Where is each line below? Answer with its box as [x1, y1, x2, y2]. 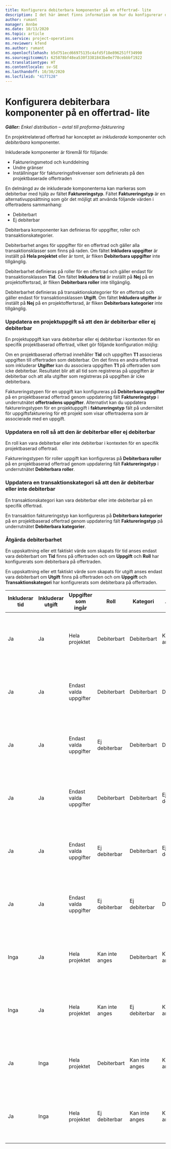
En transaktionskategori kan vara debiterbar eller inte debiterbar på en [5, 497, 153, 503]
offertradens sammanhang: [5, 201, 63, 208]
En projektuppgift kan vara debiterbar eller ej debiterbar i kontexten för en [5, 336, 160, 343]
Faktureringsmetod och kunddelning [12, 159, 89, 165]
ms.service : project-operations [5, 36, 74, 41]
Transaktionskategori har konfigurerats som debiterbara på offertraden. [5, 579, 158, 585]
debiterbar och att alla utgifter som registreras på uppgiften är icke [5, 373, 145, 379]
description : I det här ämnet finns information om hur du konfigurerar [5, 12, 163, 17]
